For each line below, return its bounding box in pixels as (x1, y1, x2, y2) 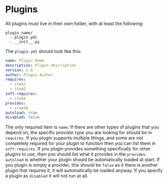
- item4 (10, 96, 26, 101)
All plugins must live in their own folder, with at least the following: (5, 20, 144, 27)
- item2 (10, 87, 26, 92)
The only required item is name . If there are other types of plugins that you (5, 124, 159, 130)
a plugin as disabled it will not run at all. (5, 173, 89, 179)
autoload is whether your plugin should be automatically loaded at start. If (5, 156, 160, 163)
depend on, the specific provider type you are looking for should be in (5, 129, 152, 136)
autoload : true (5, 110, 38, 115)
